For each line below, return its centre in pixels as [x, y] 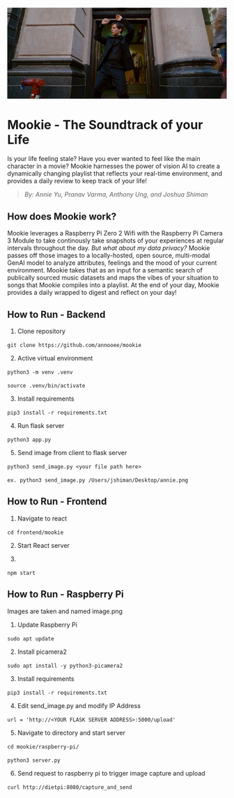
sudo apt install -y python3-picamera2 [65, 666]
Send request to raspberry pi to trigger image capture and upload [111, 773]
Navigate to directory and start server [71, 732]
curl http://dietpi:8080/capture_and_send [70, 787]
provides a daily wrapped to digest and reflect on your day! [92, 293]
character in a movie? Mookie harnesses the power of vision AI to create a [114, 166]
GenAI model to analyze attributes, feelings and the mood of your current [112, 263]
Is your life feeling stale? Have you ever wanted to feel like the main [104, 159]
